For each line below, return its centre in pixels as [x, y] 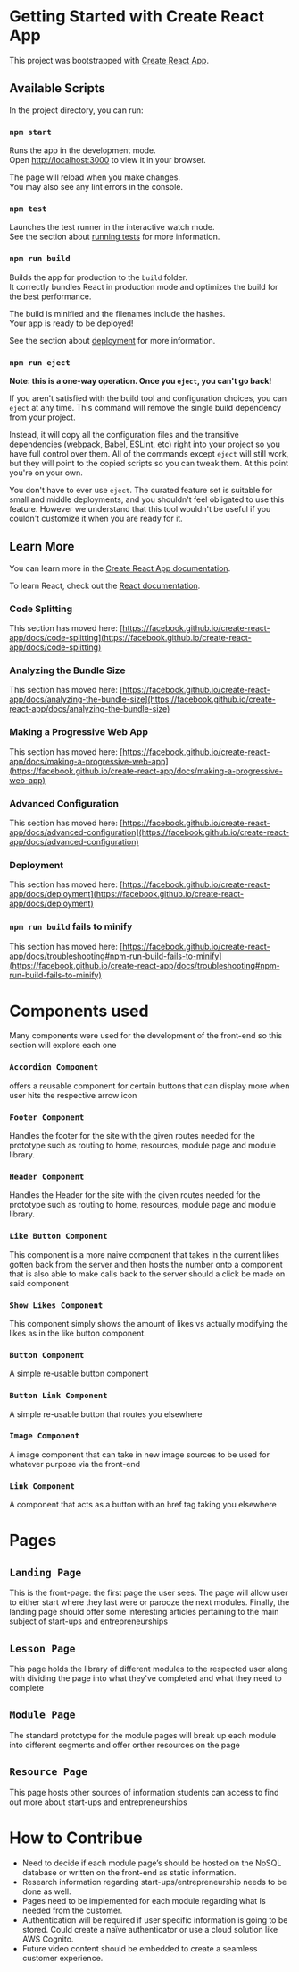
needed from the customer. [72, 1910]
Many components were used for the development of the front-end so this [146, 1036]
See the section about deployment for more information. [112, 340]
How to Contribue [76, 1838]
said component [39, 1283]
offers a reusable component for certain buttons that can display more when [149, 1086]
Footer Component [47, 1117]
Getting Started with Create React [137, 17]
